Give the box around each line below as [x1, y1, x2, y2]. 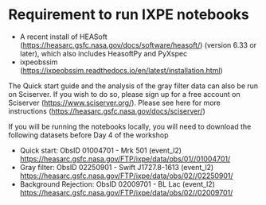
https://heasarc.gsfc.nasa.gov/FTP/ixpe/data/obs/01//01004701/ [19, 153, 231, 164]
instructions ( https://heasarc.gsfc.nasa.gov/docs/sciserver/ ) [8, 106, 205, 116]
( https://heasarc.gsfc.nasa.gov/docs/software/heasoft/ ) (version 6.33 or [19, 40, 257, 49]
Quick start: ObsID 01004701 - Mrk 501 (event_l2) [19, 145, 182, 155]
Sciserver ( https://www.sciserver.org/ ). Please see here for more [8, 98, 221, 107]
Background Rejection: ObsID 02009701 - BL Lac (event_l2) [19, 179, 215, 188]
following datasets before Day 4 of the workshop [8, 130, 169, 140]
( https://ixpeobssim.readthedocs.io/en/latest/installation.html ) [19, 65, 223, 75]
